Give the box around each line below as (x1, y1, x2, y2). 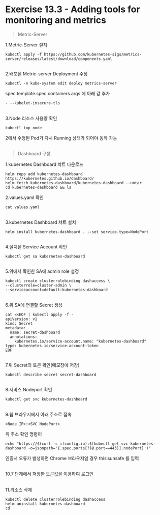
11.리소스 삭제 (5, 487, 32, 493)
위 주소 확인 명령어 (5, 431, 42, 437)
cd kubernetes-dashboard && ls (5, 185, 72, 190)
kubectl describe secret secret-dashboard (5, 373, 97, 378)
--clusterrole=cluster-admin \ (5, 283, 72, 288)
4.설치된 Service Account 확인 (5, 243, 68, 250)
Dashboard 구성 (17, 151, 51, 157)
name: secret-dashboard (10, 330, 60, 335)
